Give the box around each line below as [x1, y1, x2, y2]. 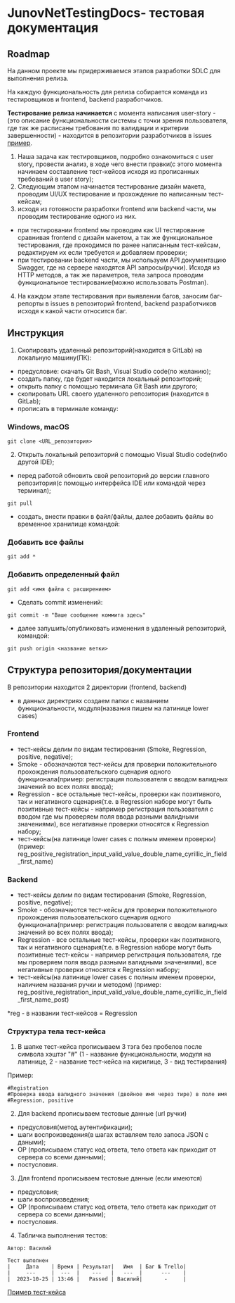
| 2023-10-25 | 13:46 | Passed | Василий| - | [7, 1276, 187, 1283]
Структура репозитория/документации [7, 664, 192, 676]
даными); [17, 1138, 46, 1147]
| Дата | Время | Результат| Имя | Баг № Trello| [7, 1264, 187, 1271]
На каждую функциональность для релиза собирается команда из [7, 88, 208, 96]
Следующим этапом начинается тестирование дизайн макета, [17, 182, 206, 191]
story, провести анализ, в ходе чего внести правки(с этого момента [17, 160, 222, 168]
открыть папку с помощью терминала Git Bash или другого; [17, 382, 198, 390]
